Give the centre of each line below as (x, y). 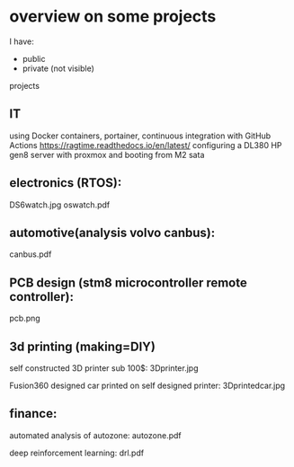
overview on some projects (113, 17)
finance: (33, 414)
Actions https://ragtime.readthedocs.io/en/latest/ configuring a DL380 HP (146, 145)
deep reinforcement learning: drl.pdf (77, 453)
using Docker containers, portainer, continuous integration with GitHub (140, 136)
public (34, 58)
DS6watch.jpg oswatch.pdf (60, 205)
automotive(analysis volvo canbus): (112, 232)
